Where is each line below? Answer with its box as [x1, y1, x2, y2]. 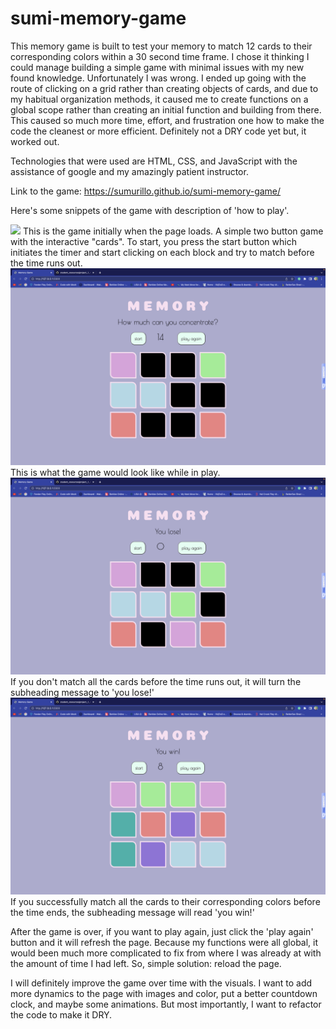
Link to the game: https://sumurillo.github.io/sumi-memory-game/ [10, 185, 282, 197]
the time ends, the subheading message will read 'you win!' [10, 906, 255, 918]
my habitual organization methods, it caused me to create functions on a [10, 93, 309, 105]
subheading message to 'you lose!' [10, 686, 155, 698]
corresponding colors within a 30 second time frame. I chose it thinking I [10, 50, 310, 62]
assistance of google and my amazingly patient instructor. [10, 165, 249, 177]
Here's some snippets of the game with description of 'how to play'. [10, 204, 290, 216]
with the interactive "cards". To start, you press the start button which [10, 235, 297, 247]
